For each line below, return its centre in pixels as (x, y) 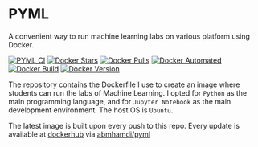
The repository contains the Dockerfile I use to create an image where (124, 84)
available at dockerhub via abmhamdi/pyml (80, 134)
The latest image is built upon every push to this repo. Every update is (124, 125)
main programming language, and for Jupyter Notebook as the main (120, 101)
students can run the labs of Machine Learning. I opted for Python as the (128, 92)
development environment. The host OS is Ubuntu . (91, 110)
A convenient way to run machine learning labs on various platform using (129, 36)
